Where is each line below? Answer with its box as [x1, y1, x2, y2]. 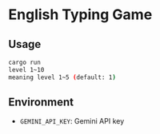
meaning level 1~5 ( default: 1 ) [8, 73, 116, 81]
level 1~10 [8, 65, 45, 73]
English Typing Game [8, 6, 153, 24]
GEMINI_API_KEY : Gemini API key [19, 116, 125, 126]
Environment [8, 96, 74, 109]
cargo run [8, 58, 42, 66]
